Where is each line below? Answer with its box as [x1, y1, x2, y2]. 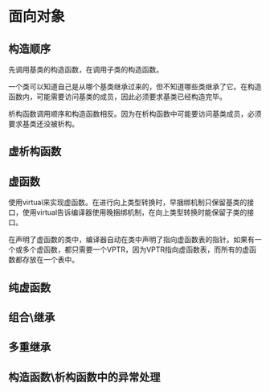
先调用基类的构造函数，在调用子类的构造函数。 [8, 65, 163, 74]
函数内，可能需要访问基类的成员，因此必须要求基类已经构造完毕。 [8, 92, 227, 101]
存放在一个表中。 [22, 255, 79, 265]
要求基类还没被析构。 [8, 119, 79, 129]
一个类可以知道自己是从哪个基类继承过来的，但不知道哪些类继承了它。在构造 [8, 82, 262, 91]
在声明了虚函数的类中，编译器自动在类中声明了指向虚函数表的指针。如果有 [8, 235, 255, 245]
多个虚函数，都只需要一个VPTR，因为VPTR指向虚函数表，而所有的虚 [22, 245, 250, 254]
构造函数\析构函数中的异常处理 [8, 370, 161, 384]
